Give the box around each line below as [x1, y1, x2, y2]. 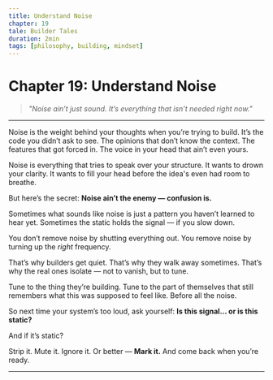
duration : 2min [8, 34, 60, 43]
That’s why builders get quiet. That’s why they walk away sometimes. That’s [8, 257, 262, 268]
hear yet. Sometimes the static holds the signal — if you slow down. [8, 218, 236, 227]
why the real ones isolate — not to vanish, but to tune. [8, 266, 189, 276]
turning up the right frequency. [8, 242, 111, 252]
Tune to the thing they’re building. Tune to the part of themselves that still [8, 282, 254, 292]
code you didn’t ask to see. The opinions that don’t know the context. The [8, 136, 255, 146]
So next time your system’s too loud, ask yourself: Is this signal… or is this [8, 306, 258, 317]
